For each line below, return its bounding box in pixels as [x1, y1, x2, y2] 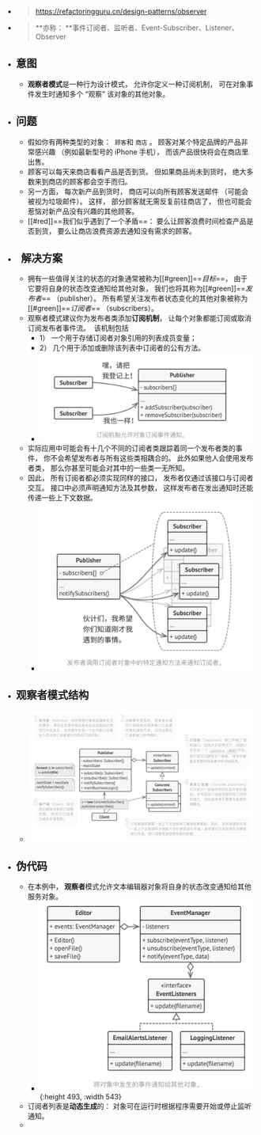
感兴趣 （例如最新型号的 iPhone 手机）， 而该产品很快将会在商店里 [34, 146, 249, 157]
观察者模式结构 [15, 689, 89, 702]
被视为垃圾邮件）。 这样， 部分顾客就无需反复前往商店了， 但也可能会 [27, 196, 252, 206]
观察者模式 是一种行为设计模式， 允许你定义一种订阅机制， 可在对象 [27, 79, 247, 89]
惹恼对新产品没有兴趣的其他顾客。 [27, 206, 139, 216]
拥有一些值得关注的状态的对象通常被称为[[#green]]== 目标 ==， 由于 [27, 274, 248, 283]
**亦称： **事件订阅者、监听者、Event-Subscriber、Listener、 [35, 23, 239, 32]
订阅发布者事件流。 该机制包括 [27, 324, 129, 333]
